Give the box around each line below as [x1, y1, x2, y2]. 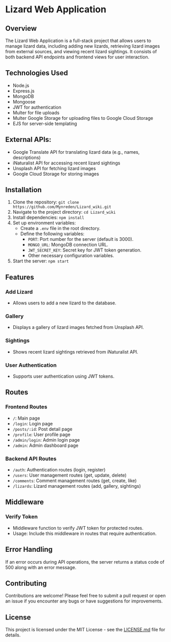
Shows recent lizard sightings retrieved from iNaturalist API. [12, 348, 139, 355]
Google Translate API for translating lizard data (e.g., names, [12, 149, 140, 155]
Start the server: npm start [12, 258, 69, 264]
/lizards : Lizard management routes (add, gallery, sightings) [12, 483, 141, 489]
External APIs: [5, 135, 52, 144]
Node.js [12, 82, 30, 88]
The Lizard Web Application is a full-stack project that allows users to [5, 37, 152, 44]
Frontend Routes [5, 403, 47, 410]
